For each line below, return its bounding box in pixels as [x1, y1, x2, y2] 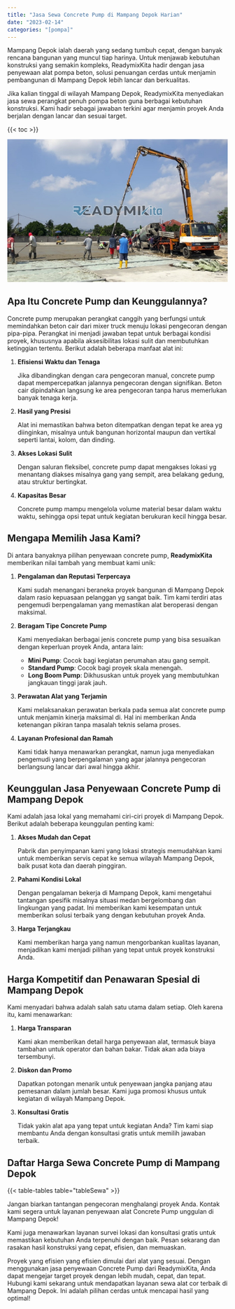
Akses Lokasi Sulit [17, 449, 73, 457]
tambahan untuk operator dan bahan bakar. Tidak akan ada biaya [17, 1045, 206, 1053]
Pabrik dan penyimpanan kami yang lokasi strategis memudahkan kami [17, 847, 222, 855]
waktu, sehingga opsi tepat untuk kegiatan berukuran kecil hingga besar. [17, 512, 227, 520]
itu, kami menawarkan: [7, 1011, 73, 1019]
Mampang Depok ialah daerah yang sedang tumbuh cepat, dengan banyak [7, 46, 223, 55]
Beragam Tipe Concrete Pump [17, 621, 107, 630]
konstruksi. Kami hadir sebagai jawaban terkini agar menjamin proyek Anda [7, 104, 224, 113]
